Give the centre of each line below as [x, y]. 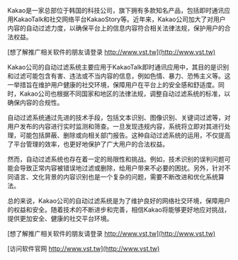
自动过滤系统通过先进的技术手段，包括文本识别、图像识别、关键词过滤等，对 [119, 118]
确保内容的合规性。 [35, 102]
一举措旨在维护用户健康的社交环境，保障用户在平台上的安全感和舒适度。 [113, 85]
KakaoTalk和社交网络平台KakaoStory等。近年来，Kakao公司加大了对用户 [119, 19]
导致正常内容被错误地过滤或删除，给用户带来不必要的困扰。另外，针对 [122, 168]
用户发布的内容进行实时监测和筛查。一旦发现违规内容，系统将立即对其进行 [116, 126]
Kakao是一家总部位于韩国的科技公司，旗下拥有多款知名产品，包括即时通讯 [116, 10]
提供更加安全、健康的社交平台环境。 [60, 219]
